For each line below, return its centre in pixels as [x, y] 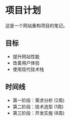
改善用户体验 [26, 63]
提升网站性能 [26, 56]
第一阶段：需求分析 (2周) [39, 100]
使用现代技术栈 [28, 69]
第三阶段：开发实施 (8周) [39, 113]
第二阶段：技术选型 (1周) [38, 106]
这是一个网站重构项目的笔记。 [36, 26]
